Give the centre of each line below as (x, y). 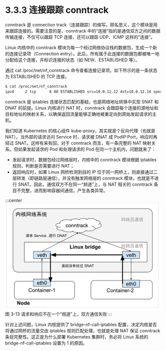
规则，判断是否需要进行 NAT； (43, 166)
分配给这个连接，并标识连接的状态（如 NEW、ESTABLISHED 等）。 (72, 60)
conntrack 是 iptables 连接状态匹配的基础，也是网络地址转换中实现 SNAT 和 (82, 102)
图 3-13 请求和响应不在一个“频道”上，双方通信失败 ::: (59, 314)
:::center (14, 200)
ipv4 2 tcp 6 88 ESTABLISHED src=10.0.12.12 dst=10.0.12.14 (78, 92)
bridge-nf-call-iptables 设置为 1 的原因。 (46, 343)
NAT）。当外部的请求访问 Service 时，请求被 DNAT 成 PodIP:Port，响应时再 (81, 137)
